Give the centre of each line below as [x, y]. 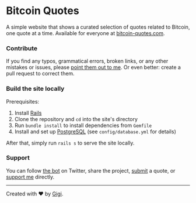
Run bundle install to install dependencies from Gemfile [83, 125]
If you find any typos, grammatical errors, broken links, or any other [87, 61]
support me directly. [30, 177]
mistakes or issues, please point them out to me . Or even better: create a [93, 67]
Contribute [22, 48]
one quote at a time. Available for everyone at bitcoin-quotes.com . [85, 33]
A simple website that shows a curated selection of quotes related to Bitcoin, [98, 27]
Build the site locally [35, 89]
